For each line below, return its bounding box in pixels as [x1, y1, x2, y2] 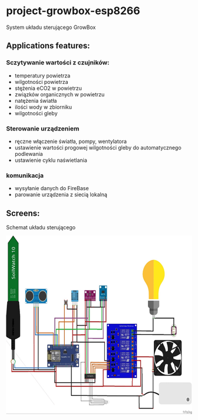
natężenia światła [14, 97, 57, 104]
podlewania [14, 150, 43, 157]
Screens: [6, 208, 40, 218]
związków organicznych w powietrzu [14, 90, 105, 98]
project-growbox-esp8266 [6, 4, 140, 18]
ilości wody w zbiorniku [14, 103, 72, 110]
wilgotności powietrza [14, 78, 69, 85]
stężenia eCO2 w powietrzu [14, 84, 82, 92]
